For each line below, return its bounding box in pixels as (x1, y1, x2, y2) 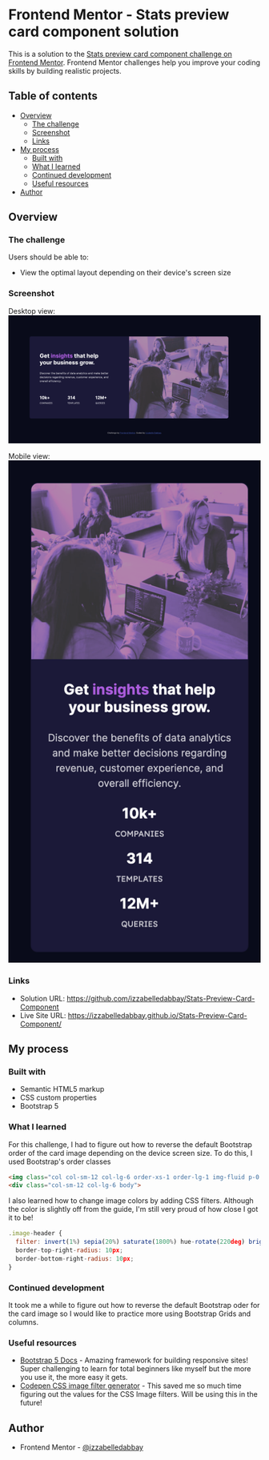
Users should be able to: (8, 252, 90, 262)
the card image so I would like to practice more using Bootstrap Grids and (8, 1309, 251, 1318)
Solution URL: (19, 993, 66, 1003)
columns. (8, 1317, 39, 1326)
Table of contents (8, 90, 98, 103)
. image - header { (8, 1229, 62, 1237)
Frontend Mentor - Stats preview (8, 6, 230, 24)
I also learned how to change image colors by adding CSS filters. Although (8, 1196, 254, 1205)
